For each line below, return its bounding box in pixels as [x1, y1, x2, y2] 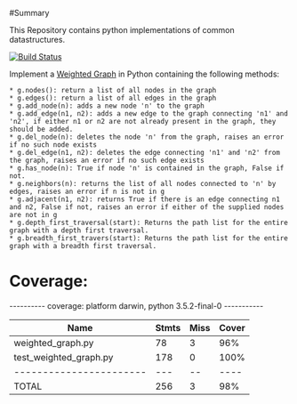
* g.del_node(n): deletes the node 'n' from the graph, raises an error [9, 133, 285, 141]
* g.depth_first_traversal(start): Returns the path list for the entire [9, 218, 289, 227]
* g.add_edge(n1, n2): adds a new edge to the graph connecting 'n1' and [9, 109, 289, 118]
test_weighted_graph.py [13, 351, 114, 363]
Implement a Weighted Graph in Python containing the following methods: [9, 69, 280, 79]
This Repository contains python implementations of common [9, 25, 235, 35]
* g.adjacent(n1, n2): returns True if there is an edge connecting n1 [9, 195, 280, 204]
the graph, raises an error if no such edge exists [9, 156, 205, 165]
